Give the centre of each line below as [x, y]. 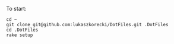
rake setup [20, 35]
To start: [16, 9]
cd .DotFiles [22, 30]
